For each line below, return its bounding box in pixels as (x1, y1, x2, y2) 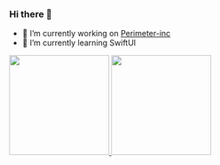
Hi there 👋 (9, 8, 53, 20)
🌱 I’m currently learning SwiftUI (21, 37, 137, 48)
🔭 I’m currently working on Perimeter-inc (21, 28, 171, 39)
